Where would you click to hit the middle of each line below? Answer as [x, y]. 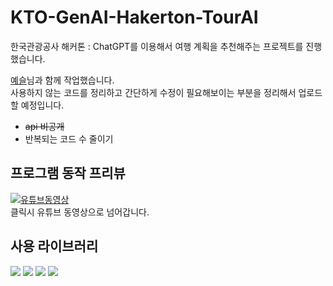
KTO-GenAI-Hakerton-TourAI [134, 17]
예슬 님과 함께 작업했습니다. [62, 80]
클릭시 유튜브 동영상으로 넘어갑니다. [80, 212]
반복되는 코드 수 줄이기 [69, 138]
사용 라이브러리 [54, 246]
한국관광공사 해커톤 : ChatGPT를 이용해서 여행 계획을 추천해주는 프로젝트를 [157, 46]
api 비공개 [44, 126]
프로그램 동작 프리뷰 [68, 173]
